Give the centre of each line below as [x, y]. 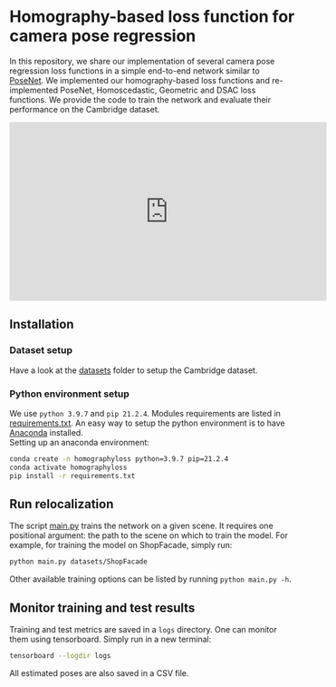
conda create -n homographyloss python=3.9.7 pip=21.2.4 [119, 459]
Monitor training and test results [102, 608]
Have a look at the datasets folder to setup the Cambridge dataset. [134, 370]
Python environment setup [69, 394]
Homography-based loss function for [152, 17]
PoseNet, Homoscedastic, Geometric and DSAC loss [158, 90]
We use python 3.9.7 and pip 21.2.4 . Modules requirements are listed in [145, 413]
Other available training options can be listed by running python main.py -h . [150, 579]
